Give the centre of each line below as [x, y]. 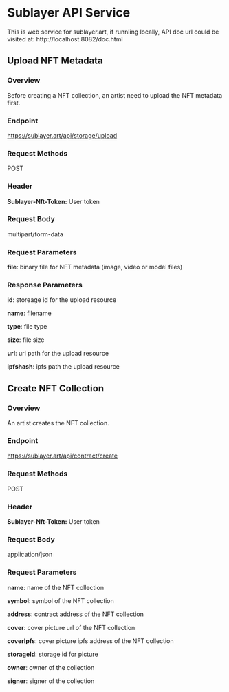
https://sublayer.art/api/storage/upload [62, 135]
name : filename [29, 313]
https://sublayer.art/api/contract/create [63, 456]
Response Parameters [45, 285]
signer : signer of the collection [51, 681]
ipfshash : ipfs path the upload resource [64, 367]
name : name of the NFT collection [56, 587]
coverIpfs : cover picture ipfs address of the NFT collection [90, 641]
